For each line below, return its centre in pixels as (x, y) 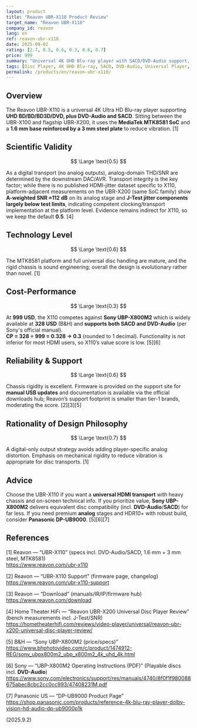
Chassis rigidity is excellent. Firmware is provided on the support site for (94, 386)
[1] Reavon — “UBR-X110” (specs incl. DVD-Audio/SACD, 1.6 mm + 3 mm (94, 552)
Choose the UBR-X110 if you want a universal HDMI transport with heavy (95, 494)
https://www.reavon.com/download (49, 600)
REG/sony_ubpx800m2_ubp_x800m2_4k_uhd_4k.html (71, 654)
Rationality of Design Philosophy (67, 424)
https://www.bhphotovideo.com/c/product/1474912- (69, 648)
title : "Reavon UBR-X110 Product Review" (57, 17)
